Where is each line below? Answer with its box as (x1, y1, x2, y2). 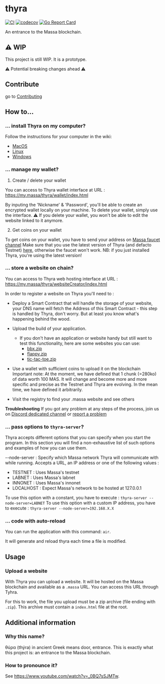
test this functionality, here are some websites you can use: (19, 340, 140, 346)
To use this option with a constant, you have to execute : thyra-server (5, 495, 147, 501)
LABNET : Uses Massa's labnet (12, 475, 75, 481)
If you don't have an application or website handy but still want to (19, 335, 152, 341)
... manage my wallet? (5, 166, 59, 173)
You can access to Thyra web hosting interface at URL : (5, 276, 118, 282)
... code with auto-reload (5, 518, 66, 524)
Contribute (5, 80, 39, 89)
